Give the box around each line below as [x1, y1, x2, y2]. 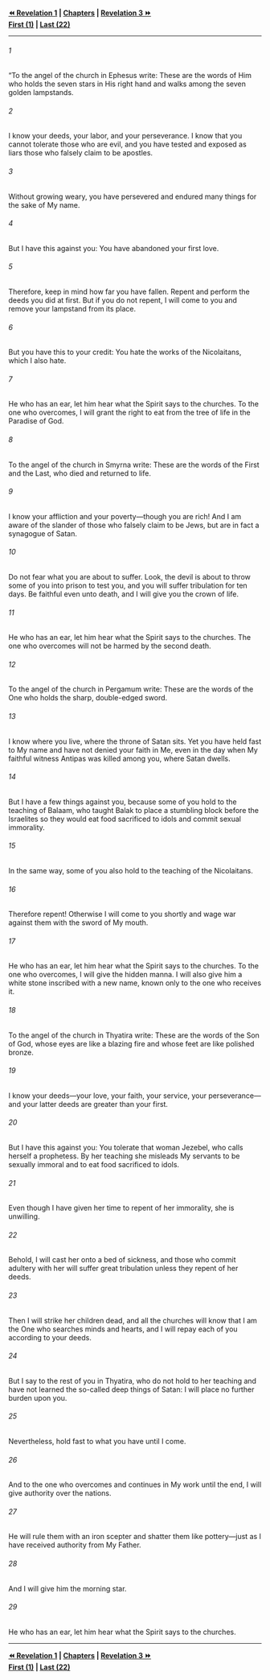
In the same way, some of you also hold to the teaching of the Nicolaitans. [8, 866, 253, 876]
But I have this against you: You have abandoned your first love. [8, 243, 219, 253]
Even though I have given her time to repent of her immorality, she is [8, 1203, 235, 1213]
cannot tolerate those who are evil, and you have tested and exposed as [8, 139, 247, 149]
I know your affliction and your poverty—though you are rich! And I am [8, 511, 242, 521]
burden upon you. [8, 1393, 67, 1402]
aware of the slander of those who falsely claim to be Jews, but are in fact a [8, 520, 260, 530]
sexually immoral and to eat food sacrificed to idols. [8, 1160, 179, 1170]
